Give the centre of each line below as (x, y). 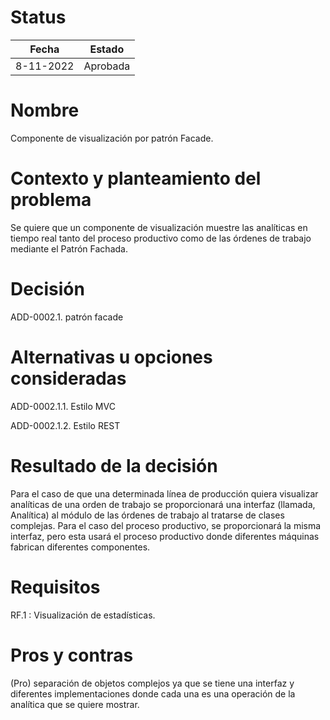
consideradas (68, 378)
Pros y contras (72, 655)
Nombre (45, 110)
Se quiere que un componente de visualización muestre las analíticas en (159, 227)
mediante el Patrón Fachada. (69, 248)
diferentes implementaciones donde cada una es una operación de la (153, 693)
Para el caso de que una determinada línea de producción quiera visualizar (164, 493)
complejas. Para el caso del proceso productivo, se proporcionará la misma (166, 525)
